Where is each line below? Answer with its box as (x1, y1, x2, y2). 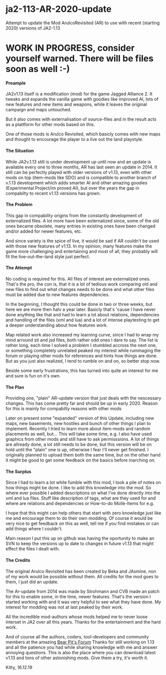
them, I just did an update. (5, 579, 59, 585)
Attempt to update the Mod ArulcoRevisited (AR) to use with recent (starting (5, 20, 160, 26)
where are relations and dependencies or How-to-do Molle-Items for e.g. (5, 501, 155, 506)
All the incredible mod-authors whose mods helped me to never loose (5, 614, 148, 620)
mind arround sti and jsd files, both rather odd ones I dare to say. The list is (5, 337, 158, 343)
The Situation (5, 147, 34, 154)
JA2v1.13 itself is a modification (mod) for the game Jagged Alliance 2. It (5, 91, 153, 97)
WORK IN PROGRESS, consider (5, 42, 135, 54)
